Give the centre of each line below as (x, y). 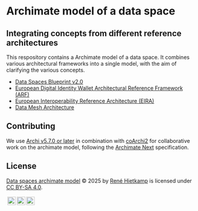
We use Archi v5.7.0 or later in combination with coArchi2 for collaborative (98, 140)
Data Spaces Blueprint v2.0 (49, 82)
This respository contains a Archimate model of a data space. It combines (98, 57)
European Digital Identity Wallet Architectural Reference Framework (99, 88)
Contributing (31, 126)
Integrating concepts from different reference (94, 33)
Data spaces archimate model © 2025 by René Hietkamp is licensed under (99, 181)
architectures (32, 43)
